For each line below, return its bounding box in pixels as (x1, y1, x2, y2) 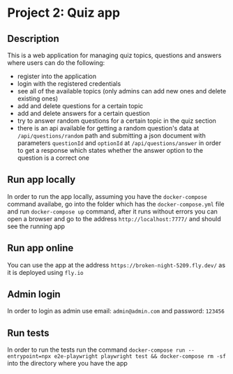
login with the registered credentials (17, 80, 121, 88)
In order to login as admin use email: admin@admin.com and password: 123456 (7, 307, 225, 315)
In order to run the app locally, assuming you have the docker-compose (7, 192, 208, 200)
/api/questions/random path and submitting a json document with (17, 131, 206, 140)
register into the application (17, 72, 96, 80)
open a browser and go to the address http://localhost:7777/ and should (7, 214, 221, 223)
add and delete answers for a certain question (17, 110, 150, 117)
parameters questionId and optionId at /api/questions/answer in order (17, 139, 222, 147)
